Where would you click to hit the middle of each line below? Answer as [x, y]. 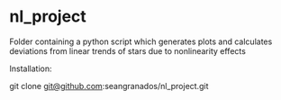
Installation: [31, 68]
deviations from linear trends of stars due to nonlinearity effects [127, 50]
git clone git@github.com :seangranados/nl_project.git [109, 86]
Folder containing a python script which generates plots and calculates [141, 41]
